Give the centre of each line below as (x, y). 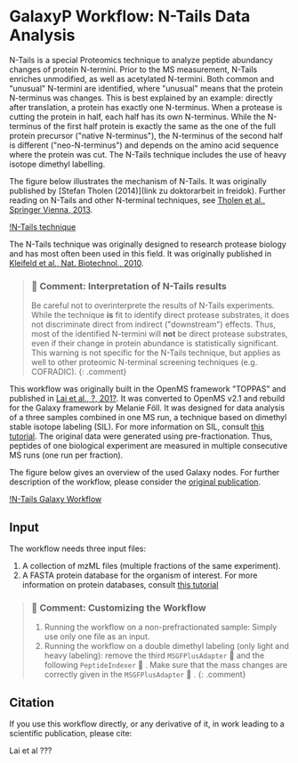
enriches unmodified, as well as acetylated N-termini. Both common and (142, 78)
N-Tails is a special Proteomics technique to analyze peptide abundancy (141, 60)
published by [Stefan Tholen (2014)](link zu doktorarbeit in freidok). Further (148, 191)
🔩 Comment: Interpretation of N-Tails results (129, 286)
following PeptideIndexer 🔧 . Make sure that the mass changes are (165, 665)
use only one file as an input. (97, 637)
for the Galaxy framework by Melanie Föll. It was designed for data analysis (147, 408)
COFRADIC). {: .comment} (79, 372)
